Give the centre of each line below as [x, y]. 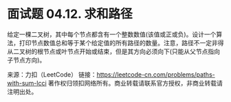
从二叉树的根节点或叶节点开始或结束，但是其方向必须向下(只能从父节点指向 [114, 51]
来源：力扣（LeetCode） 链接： [52, 74]
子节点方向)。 [26, 60]
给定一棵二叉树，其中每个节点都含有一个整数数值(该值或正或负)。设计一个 [112, 34]
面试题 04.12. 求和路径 [70, 14]
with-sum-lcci [27, 83]
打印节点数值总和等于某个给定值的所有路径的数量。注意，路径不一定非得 [121, 42]
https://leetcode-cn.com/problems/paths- [156, 74]
